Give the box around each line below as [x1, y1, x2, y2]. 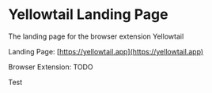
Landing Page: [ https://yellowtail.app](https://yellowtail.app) [8, 46, 204, 56]
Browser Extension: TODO [8, 61, 93, 72]
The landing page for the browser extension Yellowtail [8, 32, 184, 41]
